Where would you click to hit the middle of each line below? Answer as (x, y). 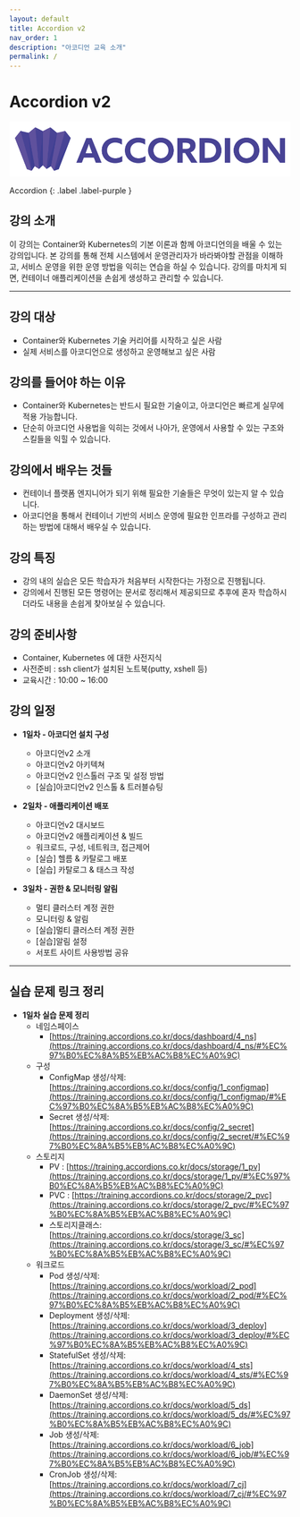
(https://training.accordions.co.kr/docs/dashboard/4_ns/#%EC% (168, 1045)
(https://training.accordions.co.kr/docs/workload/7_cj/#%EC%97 (168, 1494)
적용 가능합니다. (50, 417)
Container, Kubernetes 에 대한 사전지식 (92, 657)
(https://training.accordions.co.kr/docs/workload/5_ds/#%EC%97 (170, 1414)
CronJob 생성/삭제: (83, 1474)
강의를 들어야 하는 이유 (68, 383)
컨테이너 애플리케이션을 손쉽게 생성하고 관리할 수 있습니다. (122, 277)
